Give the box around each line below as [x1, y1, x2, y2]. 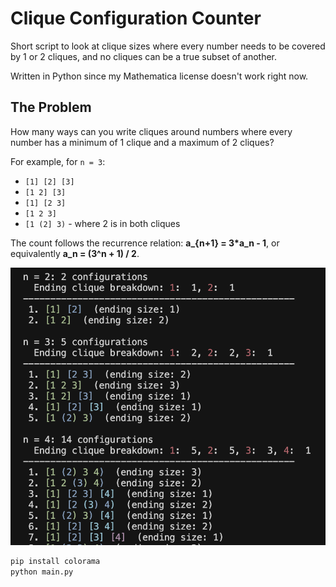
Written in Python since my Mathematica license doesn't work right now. [10, 70, 309, 82]
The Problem [10, 99, 92, 116]
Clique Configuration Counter [10, 7, 262, 30]
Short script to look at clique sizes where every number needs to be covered [10, 40, 326, 52]
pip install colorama [10, 557, 101, 567]
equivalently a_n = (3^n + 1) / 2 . [10, 247, 140, 259]
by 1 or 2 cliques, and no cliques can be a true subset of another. [10, 50, 278, 62]
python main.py [10, 567, 74, 577]
